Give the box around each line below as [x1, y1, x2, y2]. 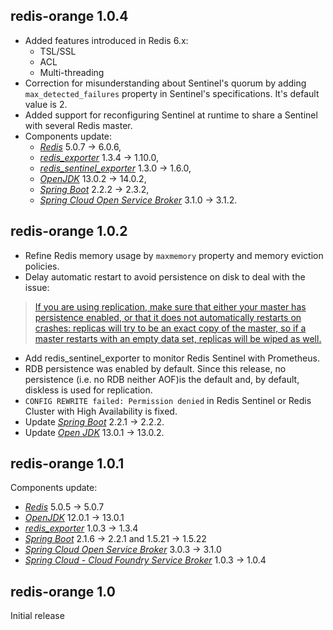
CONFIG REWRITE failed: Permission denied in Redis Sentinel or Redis [24, 394, 312, 406]
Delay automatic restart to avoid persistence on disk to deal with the [24, 270, 306, 283]
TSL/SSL [39, 45, 77, 57]
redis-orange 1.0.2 [10, 223, 128, 240]
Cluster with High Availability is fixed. [24, 405, 178, 417]
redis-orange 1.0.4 [10, 8, 129, 25]
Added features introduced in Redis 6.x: [24, 34, 189, 46]
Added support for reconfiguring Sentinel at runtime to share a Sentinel [24, 109, 318, 121]
